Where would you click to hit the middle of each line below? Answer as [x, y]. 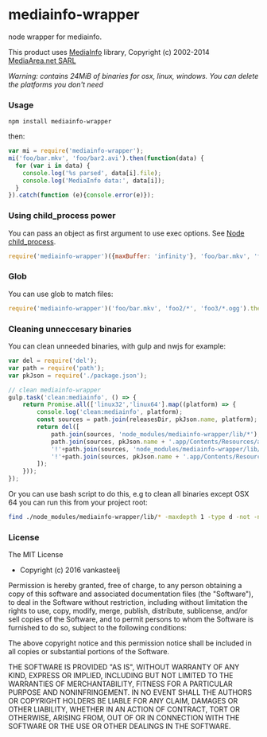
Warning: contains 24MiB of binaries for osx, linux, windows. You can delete [133, 76]
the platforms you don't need [56, 84]
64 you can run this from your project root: [78, 502]
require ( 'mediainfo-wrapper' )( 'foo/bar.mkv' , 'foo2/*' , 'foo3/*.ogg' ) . [129, 308]
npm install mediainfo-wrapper [60, 122]
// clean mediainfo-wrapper [55, 390]
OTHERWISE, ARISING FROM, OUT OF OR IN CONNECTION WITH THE [124, 718]
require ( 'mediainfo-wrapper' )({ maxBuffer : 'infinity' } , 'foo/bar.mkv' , [129, 256]
